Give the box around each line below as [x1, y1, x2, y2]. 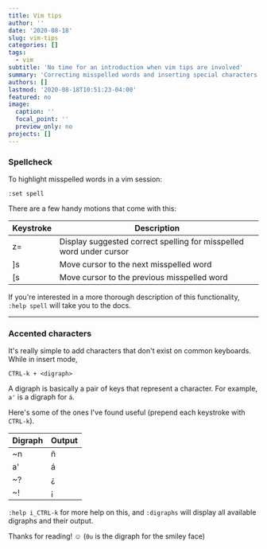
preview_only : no [15, 123, 73, 130]
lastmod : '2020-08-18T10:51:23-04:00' [8, 85, 137, 94]
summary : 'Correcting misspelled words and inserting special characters [8, 71, 258, 79]
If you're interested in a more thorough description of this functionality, [8, 292, 240, 302]
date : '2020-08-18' [8, 26, 73, 34]
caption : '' [15, 108, 56, 116]
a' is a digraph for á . [8, 392, 75, 402]
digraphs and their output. [8, 516, 94, 526]
